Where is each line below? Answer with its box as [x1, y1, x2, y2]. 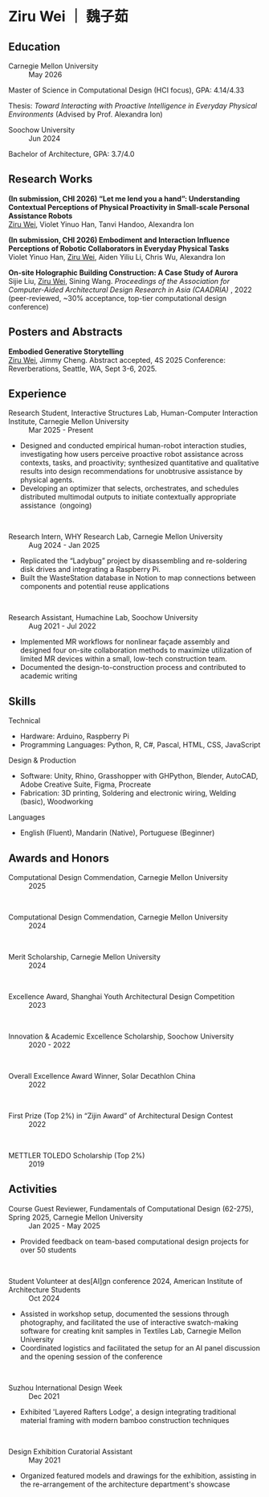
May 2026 [28, 70, 63, 79]
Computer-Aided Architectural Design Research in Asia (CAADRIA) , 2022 [8, 285, 253, 294]
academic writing [19, 671, 78, 681]
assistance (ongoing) [19, 500, 92, 511]
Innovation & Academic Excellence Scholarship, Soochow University [8, 1031, 234, 1042]
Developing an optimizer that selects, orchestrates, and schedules [19, 483, 239, 493]
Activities [8, 1182, 58, 1196]
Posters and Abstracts [8, 325, 123, 339]
